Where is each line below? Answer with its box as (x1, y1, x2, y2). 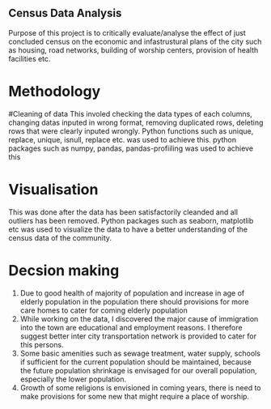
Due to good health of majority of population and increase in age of (19, 288, 245, 298)
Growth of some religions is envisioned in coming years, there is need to (19, 382, 261, 392)
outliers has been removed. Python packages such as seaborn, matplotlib (8, 215, 254, 225)
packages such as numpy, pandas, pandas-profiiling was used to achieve (8, 143, 253, 153)
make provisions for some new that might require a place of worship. (19, 391, 249, 401)
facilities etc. (8, 53, 51, 63)
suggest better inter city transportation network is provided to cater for (19, 331, 257, 341)
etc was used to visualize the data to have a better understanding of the (8, 224, 248, 234)
